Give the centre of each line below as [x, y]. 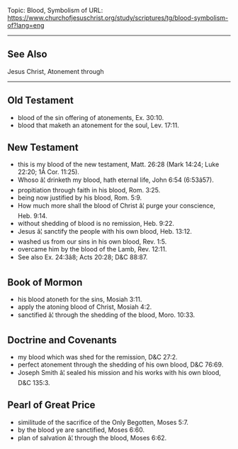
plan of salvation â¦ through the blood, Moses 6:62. [92, 438]
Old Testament [41, 101]
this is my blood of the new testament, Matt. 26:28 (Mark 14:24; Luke [118, 164]
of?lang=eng [26, 25]
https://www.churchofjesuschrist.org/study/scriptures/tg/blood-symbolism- [118, 18]
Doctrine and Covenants [62, 340]
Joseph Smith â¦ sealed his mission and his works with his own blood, [119, 373]
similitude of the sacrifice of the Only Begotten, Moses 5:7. [103, 422]
